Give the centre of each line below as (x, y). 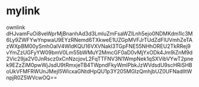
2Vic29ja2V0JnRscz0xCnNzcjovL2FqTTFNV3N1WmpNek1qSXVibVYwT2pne (100, 59)
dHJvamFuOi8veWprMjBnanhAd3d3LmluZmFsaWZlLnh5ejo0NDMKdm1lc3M (99, 33)
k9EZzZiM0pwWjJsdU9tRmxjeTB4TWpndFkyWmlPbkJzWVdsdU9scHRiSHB (99, 65)
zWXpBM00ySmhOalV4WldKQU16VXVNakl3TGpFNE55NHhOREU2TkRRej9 (99, 46)
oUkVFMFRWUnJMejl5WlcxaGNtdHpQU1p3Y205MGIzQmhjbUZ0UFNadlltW (99, 71)
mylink (23, 11)
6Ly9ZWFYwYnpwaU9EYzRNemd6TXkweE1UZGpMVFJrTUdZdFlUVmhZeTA (99, 40)
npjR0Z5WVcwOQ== (32, 78)
